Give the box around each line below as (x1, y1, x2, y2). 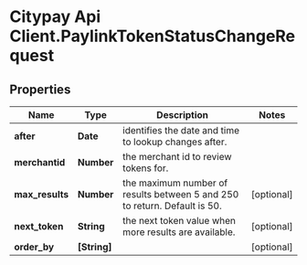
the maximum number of (122, 176, 228, 189)
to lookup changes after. (122, 135, 228, 148)
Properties (9, 81, 71, 97)
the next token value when (122, 215, 236, 227)
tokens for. (122, 162, 169, 175)
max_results (14, 188, 69, 200)
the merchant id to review (122, 151, 232, 163)
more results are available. (122, 226, 236, 238)
